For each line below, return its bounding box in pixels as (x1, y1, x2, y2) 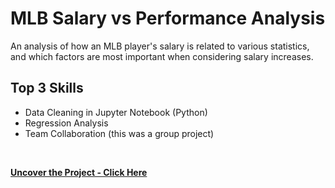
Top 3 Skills (10, 80, 84, 97)
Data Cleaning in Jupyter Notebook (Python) (24, 106, 208, 118)
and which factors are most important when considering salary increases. (10, 50, 314, 62)
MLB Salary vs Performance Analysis (10, 7, 326, 30)
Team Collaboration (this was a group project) (24, 127, 215, 139)
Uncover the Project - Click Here (10, 166, 148, 178)
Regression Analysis (24, 117, 109, 129)
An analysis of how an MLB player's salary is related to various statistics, (10, 40, 310, 52)
